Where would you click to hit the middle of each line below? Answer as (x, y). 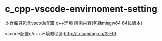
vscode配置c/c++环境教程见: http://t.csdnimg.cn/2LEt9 (61, 33)
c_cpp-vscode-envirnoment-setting (81, 9)
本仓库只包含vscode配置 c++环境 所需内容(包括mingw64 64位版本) (74, 23)
